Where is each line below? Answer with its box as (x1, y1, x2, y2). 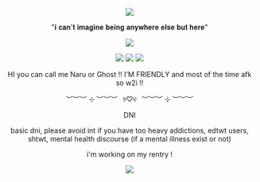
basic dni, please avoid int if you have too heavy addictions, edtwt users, (10, 126, 249, 135)
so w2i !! (115, 78, 144, 87)
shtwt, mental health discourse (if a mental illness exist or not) (27, 134, 232, 143)
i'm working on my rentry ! (86, 149, 173, 159)
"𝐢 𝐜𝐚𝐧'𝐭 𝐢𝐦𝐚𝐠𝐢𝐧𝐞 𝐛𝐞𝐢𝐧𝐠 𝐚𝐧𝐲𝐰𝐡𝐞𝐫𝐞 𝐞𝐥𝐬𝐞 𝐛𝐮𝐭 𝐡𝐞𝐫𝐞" (51, 22, 208, 32)
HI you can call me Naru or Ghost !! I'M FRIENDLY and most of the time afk (7, 70, 252, 79)
